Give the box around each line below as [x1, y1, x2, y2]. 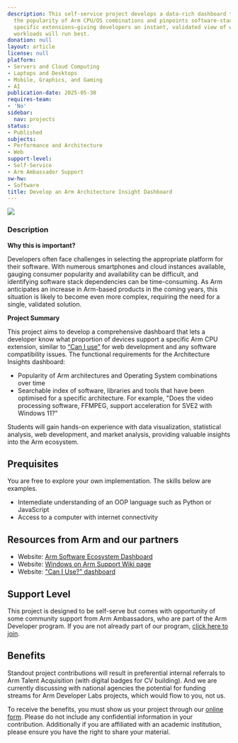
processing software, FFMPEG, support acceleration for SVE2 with [17, 401, 212, 409]
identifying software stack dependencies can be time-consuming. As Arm [7, 277, 223, 285]
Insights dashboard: [7, 357, 66, 365]
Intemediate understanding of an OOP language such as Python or [17, 498, 212, 506]
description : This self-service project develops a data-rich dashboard [7, 10, 227, 18]
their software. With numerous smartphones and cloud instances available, [7, 262, 226, 271]
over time [17, 378, 46, 387]
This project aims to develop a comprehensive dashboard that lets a [7, 327, 205, 336]
